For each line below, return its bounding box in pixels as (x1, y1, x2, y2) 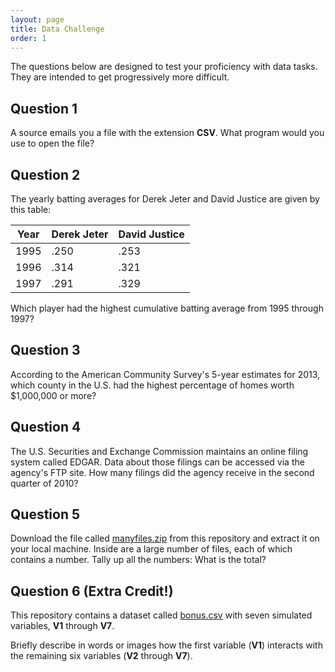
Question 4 (10, 419, 82, 436)
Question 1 (10, 100, 78, 117)
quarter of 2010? (10, 477, 79, 489)
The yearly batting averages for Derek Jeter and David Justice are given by (10, 193, 320, 205)
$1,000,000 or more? (10, 389, 97, 401)
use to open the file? (10, 137, 95, 150)
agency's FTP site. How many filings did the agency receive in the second (10, 466, 315, 478)
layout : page (10, 14, 65, 25)
